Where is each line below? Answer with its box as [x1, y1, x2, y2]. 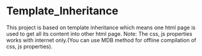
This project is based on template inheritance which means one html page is [6, 24, 196, 31]
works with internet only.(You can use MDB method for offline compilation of [6, 36, 197, 43]
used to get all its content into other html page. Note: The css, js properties [6, 30, 193, 37]
